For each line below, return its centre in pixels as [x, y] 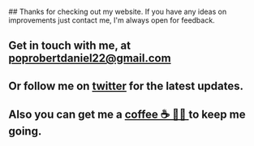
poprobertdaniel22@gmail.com [90, 58]
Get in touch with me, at [70, 46]
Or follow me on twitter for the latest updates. [126, 86]
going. [25, 131]
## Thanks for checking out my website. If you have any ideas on [118, 11]
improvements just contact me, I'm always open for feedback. [112, 20]
